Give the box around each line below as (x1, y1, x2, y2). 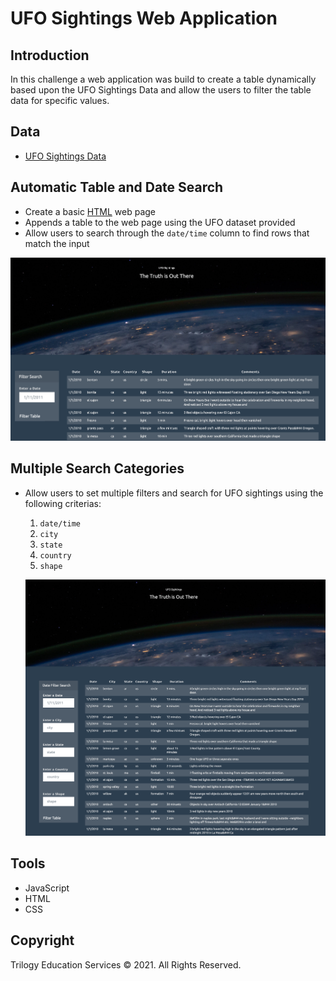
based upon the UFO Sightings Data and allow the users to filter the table (10, 84, 312, 96)
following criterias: (24, 497, 102, 509)
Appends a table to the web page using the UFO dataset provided (24, 216, 296, 228)
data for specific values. (10, 95, 110, 106)
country (39, 550, 72, 561)
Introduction (10, 47, 90, 64)
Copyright (10, 932, 75, 949)
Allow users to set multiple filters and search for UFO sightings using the (24, 487, 324, 499)
